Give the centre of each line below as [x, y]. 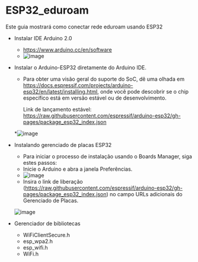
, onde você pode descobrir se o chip [143, 91]
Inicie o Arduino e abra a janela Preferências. [78, 169]
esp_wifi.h [35, 247]
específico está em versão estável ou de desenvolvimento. [95, 98]
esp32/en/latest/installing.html [60, 91]
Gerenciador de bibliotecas [47, 223]
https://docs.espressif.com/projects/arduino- [78, 85]
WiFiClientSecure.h [47, 235]
